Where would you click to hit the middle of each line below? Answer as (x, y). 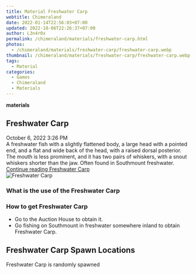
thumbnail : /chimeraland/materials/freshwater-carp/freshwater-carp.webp (98, 55)
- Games (21, 77)
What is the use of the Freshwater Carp (63, 190)
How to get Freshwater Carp (47, 206)
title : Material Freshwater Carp (47, 11)
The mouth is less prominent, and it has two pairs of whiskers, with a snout (97, 156)
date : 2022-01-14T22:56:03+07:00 (47, 22)
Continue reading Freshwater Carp (48, 169)
